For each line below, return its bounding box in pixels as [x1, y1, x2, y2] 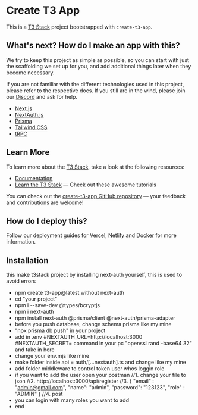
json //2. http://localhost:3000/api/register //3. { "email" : [14, 377, 155, 385]
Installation [6, 255, 49, 266]
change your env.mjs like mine [14, 352, 90, 360]
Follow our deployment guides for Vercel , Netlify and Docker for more [6, 232, 177, 239]
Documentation [14, 174, 53, 182]
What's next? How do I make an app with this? [6, 40, 180, 51]
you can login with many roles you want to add [14, 397, 130, 404]
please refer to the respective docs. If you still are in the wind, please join [6, 87, 186, 94]
